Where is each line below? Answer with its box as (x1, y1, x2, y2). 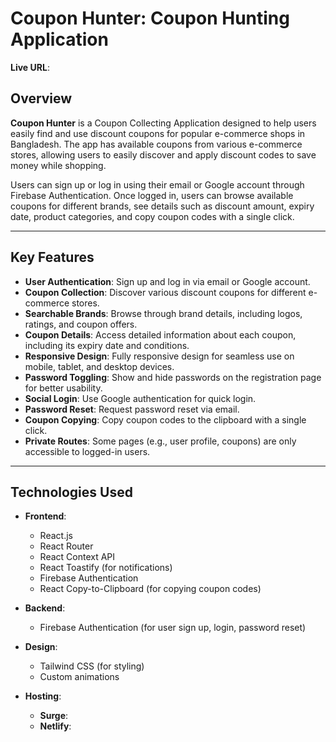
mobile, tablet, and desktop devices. (24, 360, 175, 372)
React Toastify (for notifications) (39, 562, 173, 574)
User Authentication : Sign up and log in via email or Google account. (24, 275, 311, 287)
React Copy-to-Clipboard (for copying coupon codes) (39, 583, 262, 595)
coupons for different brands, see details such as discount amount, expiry (10, 200, 315, 212)
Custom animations (39, 671, 120, 683)
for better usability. (24, 382, 103, 394)
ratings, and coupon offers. (24, 318, 138, 330)
